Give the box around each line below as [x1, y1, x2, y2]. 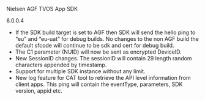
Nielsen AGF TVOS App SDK [6, 5, 78, 12]
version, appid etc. [15, 87, 62, 94]
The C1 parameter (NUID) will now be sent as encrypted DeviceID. [15, 48, 182, 55]
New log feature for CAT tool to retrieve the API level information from [15, 74, 191, 81]
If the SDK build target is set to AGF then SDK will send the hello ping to [15, 29, 196, 36]
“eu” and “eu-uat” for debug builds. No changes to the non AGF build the [15, 35, 199, 42]
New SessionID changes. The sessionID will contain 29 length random [15, 55, 192, 62]
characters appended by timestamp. [15, 61, 107, 68]
